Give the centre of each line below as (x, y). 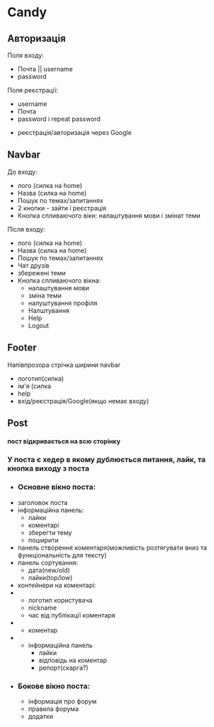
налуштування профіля (63, 303)
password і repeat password (59, 119)
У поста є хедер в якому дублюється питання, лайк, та (107, 459)
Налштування (49, 310)
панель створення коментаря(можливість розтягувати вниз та (112, 548)
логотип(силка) (41, 378)
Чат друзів (33, 265)
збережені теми (41, 273)
